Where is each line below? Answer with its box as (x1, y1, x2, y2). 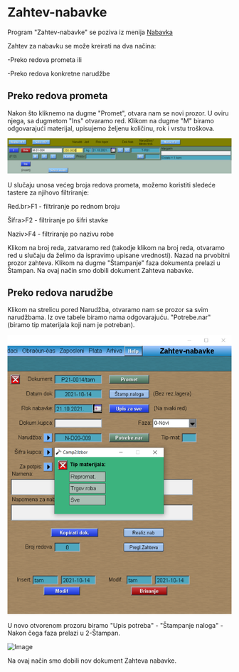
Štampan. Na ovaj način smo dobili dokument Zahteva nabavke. (7, 266, 194, 274)
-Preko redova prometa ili (7, 55, 82, 64)
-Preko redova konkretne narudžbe (7, 69, 110, 78)
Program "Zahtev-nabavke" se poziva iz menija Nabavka (7, 28, 173, 36)
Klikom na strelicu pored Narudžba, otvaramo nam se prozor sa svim (7, 306, 208, 314)
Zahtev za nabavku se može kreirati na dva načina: (7, 41, 156, 50)
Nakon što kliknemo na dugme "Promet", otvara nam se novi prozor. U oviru (7, 108, 229, 118)
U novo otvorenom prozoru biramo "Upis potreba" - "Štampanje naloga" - (7, 621, 224, 629)
